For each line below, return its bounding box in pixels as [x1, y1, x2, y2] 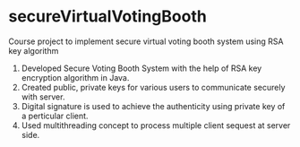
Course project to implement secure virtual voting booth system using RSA [8, 36, 284, 47]
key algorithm [8, 45, 59, 56]
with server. [21, 91, 65, 102]
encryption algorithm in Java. [21, 72, 130, 82]
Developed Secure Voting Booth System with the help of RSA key [21, 63, 262, 73]
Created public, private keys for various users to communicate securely [21, 82, 286, 92]
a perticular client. [21, 110, 89, 121]
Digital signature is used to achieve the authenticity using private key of [21, 100, 286, 111]
